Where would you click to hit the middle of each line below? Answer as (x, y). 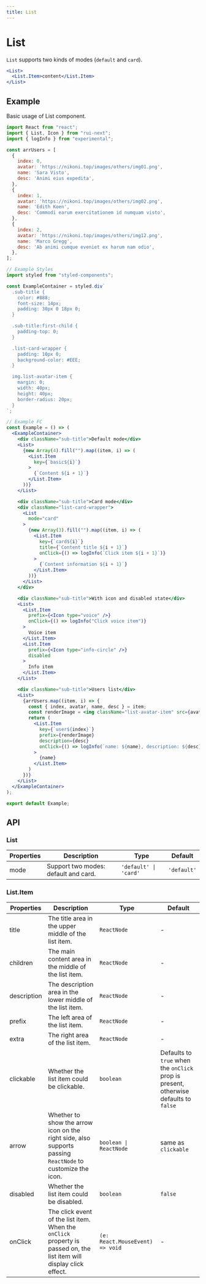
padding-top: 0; (38, 332)
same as (173, 1143)
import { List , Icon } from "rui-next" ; (59, 133)
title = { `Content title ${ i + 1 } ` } (83, 547)
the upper (62, 926)
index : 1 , (30, 195)
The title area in (71, 918)
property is (64, 1241)
